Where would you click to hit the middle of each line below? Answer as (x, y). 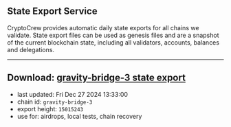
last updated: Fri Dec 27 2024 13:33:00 (73, 94)
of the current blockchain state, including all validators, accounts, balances (113, 42)
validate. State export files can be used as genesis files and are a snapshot (113, 35)
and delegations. (31, 49)
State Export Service (52, 11)
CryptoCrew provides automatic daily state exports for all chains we (103, 27)
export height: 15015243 (50, 108)
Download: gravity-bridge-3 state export (96, 78)
